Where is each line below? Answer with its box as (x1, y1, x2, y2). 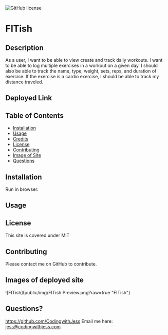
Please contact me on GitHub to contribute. (5, 261, 97, 267)
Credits (12, 136, 29, 142)
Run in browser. (5, 186, 39, 192)
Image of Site (12, 152, 41, 158)
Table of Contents (5, 111, 64, 120)
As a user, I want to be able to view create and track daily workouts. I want (5, 57, 163, 63)
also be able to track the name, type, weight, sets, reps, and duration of (5, 68, 157, 74)
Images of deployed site (5, 276, 84, 285)
